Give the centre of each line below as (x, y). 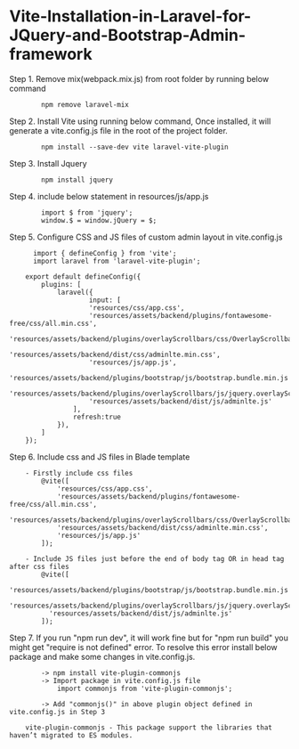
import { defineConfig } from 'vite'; (105, 253)
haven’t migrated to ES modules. (71, 735)
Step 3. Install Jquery (48, 163)
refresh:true (97, 417)
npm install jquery (77, 180)
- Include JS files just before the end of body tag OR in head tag (155, 558)
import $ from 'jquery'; (87, 212)
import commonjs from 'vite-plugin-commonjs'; (145, 688)
